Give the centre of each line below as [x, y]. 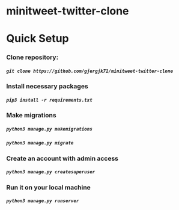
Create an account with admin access [62, 158]
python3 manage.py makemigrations [50, 129]
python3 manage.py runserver [43, 201]
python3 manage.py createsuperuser [51, 172]
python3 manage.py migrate [40, 143]
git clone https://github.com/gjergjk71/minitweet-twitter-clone [89, 71]
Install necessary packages [47, 87]
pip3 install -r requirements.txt [50, 100]
